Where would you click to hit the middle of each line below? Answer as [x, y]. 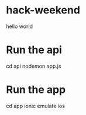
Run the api [34, 50]
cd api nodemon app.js [34, 66]
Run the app [36, 90]
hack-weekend [43, 10]
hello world [20, 26]
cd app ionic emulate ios [36, 106]
